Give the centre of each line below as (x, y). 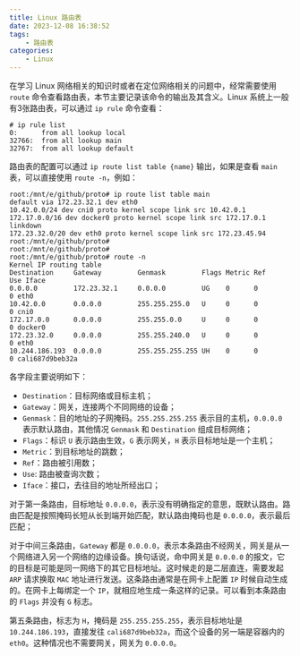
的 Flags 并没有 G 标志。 (53, 601)
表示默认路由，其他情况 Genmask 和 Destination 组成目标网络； (137, 429)
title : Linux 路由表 (46, 17)
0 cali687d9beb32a (43, 359)
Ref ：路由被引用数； (60, 463)
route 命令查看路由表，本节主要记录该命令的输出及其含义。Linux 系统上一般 (149, 97)
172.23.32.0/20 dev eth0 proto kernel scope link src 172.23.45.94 (138, 234)
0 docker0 (28, 328)
